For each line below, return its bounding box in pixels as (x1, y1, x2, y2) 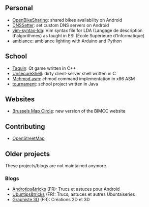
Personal (5, 4, 33, 12)
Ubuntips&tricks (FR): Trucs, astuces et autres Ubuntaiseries (12, 191, 135, 197)
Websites (5, 95, 35, 104)
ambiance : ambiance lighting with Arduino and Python (12, 38, 122, 44)
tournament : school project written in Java (12, 81, 98, 87)
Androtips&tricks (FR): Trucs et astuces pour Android (12, 186, 120, 192)
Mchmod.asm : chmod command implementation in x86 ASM (12, 76, 135, 82)
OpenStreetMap (12, 135, 45, 142)
